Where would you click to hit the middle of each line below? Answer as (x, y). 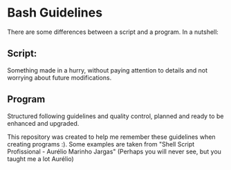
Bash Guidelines (55, 13)
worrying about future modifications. (59, 77)
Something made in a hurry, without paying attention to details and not (108, 70)
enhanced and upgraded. (43, 123)
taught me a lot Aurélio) (40, 159)
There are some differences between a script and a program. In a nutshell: (113, 32)
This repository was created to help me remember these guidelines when (111, 137)
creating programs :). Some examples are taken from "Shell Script (101, 144)
